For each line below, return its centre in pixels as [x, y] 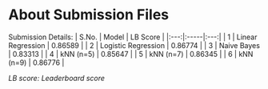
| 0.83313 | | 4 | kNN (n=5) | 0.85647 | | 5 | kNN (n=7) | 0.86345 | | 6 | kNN [131, 54]
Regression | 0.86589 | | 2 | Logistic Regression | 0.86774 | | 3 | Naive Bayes [134, 45]
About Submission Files [89, 15]
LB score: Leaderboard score [57, 78]
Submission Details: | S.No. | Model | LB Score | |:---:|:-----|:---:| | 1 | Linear [133, 37]
